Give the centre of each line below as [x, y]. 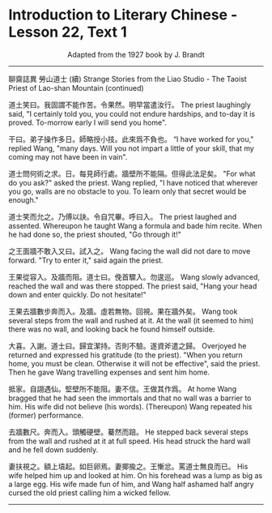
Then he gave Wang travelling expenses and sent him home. [109, 372]
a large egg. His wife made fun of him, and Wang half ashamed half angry [131, 484]
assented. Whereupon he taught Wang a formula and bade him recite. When [136, 225]
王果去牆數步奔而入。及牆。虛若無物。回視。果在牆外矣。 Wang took [123, 311]
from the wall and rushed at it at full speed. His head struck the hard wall [130, 441]
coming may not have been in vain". [68, 156]
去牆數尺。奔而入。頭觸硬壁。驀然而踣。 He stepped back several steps [128, 432]
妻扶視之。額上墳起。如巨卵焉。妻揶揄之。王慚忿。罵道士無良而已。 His [128, 466]
